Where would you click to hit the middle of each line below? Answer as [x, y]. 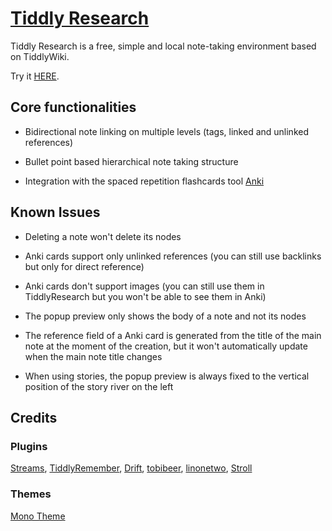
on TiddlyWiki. [40, 56]
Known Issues [55, 212]
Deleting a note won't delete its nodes [103, 236]
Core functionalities [73, 107]
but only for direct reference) [84, 266]
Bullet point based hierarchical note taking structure [131, 161]
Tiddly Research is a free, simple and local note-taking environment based [163, 46]
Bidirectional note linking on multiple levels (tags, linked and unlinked [166, 131]
